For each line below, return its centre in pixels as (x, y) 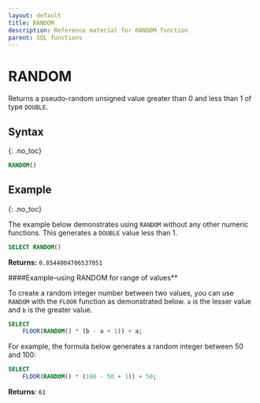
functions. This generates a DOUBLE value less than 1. (93, 232)
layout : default (35, 15)
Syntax (26, 132)
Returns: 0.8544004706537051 (56, 262)
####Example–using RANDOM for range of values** (93, 277)
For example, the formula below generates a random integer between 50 (126, 347)
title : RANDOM (32, 23)
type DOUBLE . (28, 107)
